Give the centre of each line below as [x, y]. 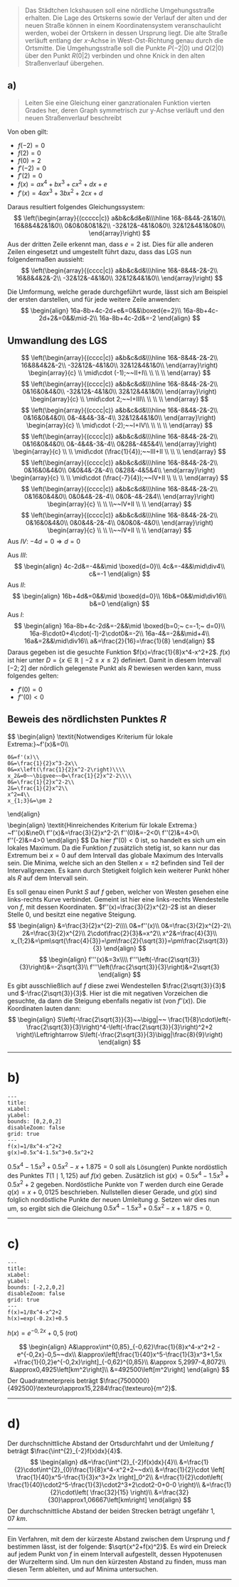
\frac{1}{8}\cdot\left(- [200, 1019]
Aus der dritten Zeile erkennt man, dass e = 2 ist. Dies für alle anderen [110, 244]
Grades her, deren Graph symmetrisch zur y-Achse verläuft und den [124, 110]
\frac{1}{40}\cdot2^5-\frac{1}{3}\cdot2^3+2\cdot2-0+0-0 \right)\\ [104, 1485]
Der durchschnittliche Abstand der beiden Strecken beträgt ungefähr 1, [111, 1511]
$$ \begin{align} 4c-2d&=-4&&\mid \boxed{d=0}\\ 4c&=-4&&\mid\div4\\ [119, 566]
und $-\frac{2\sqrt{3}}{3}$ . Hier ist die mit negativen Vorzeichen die [108, 993]
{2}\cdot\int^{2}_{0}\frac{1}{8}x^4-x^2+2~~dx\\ [84, 1470]
